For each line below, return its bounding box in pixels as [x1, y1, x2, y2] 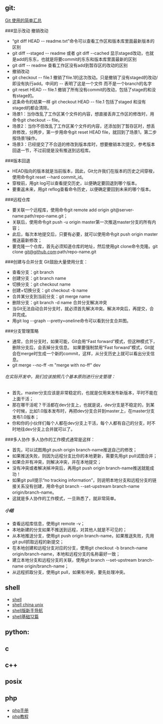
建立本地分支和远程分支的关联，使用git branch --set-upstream [12, 557, 137, 563]
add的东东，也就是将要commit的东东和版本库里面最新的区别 [16, 56, 137, 62]
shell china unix [12, 602, 44, 607]
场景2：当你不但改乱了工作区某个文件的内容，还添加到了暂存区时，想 [12, 123, 151, 129]
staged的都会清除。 [12, 104, 52, 111]
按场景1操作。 [12, 135, 40, 141]
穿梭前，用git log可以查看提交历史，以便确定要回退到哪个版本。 [12, 180, 140, 186]
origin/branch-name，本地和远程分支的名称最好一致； [12, 551, 120, 557]
